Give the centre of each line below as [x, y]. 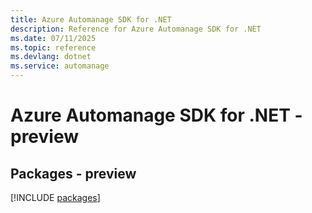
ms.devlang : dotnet [51, 57]
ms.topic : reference [53, 47]
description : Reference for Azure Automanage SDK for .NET [136, 29]
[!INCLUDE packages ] [55, 197]
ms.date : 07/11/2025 [53, 38]
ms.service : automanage [60, 66]
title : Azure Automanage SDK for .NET [91, 19]
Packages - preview [73, 173]
